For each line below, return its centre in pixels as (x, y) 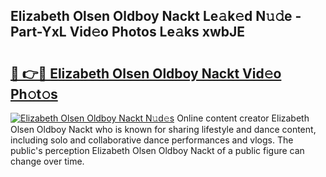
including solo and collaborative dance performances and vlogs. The (152, 140)
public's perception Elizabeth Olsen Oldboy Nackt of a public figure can (157, 150)
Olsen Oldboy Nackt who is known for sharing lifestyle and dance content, (163, 129)
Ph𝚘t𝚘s (34, 94)
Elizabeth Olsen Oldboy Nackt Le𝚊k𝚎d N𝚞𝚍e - (156, 16)
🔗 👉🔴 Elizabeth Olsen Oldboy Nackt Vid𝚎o (146, 73)
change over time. (47, 161)
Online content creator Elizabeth (243, 118)
